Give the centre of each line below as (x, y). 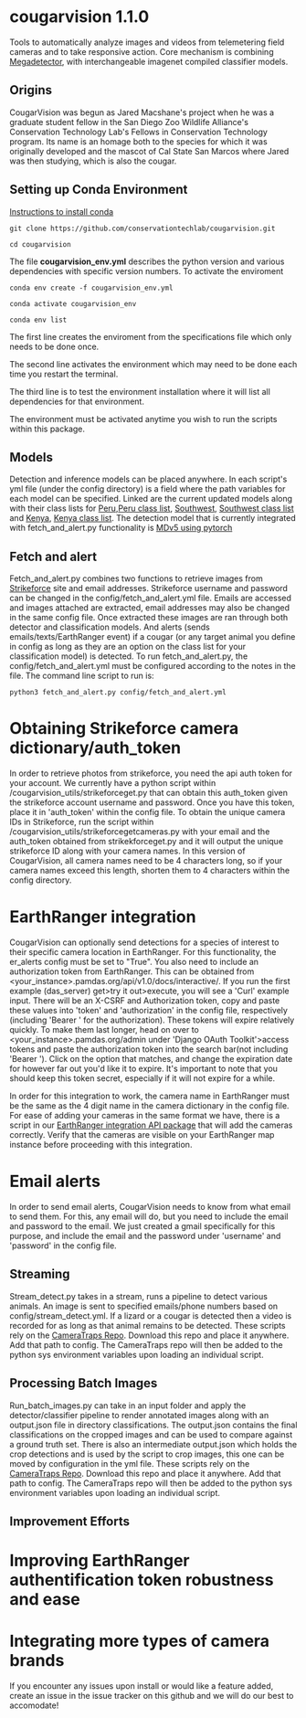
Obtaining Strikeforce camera (124, 729)
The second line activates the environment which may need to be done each (153, 364)
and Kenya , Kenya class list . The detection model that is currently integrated (153, 518)
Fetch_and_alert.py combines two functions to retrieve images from (136, 578)
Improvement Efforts (70, 1522)
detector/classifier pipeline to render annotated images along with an (139, 1415)
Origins (31, 90)
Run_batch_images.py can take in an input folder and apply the (128, 1405)
